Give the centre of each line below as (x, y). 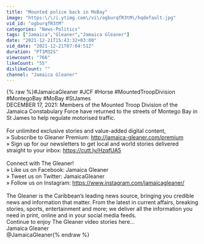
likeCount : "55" (27, 63)
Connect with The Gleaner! (40, 163)
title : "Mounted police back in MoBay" (57, 12)
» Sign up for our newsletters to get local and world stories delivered (93, 144)
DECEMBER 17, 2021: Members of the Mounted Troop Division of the (92, 105)
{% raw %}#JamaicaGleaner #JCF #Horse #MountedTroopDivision (91, 92)
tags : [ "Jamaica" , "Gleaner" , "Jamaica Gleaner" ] (68, 35)
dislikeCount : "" (28, 69)
